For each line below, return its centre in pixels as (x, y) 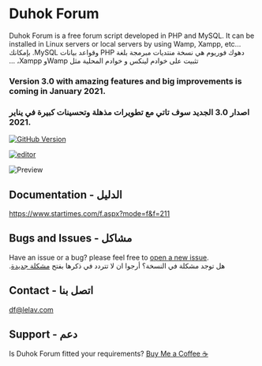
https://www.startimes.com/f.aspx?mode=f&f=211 (90, 213)
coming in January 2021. (57, 91)
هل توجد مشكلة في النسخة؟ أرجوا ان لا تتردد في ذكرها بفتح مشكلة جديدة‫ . (117, 266)
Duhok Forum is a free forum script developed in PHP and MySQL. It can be (132, 35)
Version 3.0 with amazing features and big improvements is (125, 81)
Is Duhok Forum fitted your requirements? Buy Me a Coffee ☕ (109, 354)
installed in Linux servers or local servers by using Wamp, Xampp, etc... (125, 43)
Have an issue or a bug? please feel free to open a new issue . (109, 257)
